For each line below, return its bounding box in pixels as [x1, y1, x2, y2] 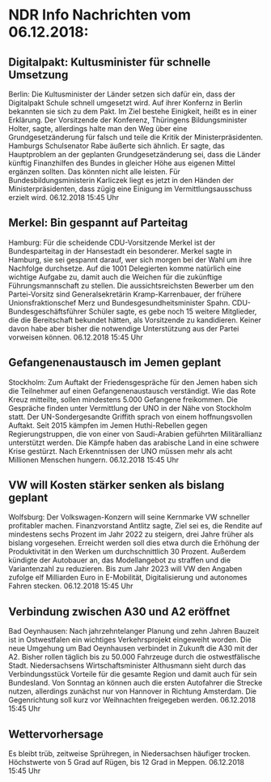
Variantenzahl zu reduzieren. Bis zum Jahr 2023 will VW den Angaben [8, 564, 243, 574]
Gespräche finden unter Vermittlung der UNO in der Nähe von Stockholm [8, 403, 252, 412]
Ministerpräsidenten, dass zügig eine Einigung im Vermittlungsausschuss [8, 184, 252, 194]
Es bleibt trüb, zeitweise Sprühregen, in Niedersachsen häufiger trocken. [8, 749, 251, 758]
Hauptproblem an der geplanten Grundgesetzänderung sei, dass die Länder [8, 150, 261, 159]
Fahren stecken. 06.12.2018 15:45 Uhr [8, 581, 133, 591]
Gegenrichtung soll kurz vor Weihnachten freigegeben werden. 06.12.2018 [8, 695, 256, 705]
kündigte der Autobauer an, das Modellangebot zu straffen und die [8, 555, 231, 565]
